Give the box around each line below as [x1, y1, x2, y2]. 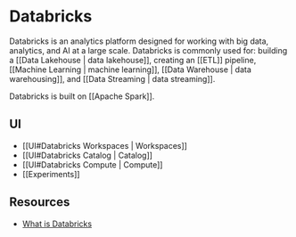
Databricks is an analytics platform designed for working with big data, [9, 36, 269, 46]
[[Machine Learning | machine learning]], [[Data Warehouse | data [9, 64, 252, 75]
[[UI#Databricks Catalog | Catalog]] [21, 150, 153, 160]
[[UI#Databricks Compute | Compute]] [21, 159, 163, 170]
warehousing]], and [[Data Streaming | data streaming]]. [9, 73, 216, 84]
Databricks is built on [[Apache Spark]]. [9, 91, 155, 102]
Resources [9, 194, 70, 210]
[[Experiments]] [21, 168, 80, 179]
